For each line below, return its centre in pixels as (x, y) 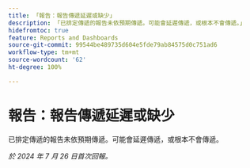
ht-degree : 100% (35, 67)
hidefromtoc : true (38, 30)
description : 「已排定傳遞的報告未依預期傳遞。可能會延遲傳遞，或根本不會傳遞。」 (127, 23)
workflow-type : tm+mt (44, 52)
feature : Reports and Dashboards (63, 38)
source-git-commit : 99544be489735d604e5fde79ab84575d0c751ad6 (113, 45)
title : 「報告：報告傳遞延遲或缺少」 (62, 15)
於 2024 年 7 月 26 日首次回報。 (60, 156)
